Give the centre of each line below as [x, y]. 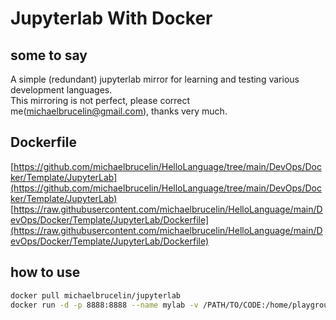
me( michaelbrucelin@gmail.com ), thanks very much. [119, 111]
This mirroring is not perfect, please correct [100, 100]
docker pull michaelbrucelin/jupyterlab [96, 295]
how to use [45, 272]
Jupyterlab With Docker [111, 18]
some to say [49, 55]
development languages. [61, 90]
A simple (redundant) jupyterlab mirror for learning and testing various [155, 79]
